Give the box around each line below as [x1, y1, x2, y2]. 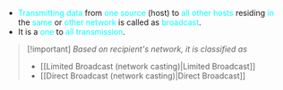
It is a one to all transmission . [17, 27, 125, 37]
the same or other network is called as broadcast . [17, 17, 202, 28]
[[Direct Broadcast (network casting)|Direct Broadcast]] [39, 70, 246, 81]
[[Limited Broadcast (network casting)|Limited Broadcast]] [39, 61, 256, 71]
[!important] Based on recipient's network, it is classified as [26, 44, 248, 54]
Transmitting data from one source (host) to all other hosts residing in [17, 8, 275, 18]
